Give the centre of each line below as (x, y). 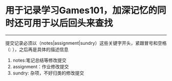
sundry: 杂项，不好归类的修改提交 (48, 73)
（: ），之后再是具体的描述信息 (37, 49)
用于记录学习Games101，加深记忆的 (81, 10)
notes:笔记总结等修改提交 (39, 60)
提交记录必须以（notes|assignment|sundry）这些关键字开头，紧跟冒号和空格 (86, 43)
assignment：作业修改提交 (41, 66)
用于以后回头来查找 (73, 23)
